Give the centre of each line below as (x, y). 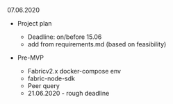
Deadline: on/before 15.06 (65, 37)
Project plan (34, 23)
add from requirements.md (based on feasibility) (97, 44)
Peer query (44, 86)
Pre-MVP (30, 58)
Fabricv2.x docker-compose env (74, 71)
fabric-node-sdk (51, 78)
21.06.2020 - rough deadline (68, 93)
